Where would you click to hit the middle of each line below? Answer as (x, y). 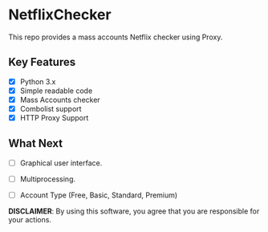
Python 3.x (38, 81)
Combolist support (51, 108)
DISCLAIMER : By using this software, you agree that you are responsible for (134, 211)
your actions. (30, 220)
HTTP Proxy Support (54, 118)
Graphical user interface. (61, 163)
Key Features (42, 62)
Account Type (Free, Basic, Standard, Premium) (99, 195)
